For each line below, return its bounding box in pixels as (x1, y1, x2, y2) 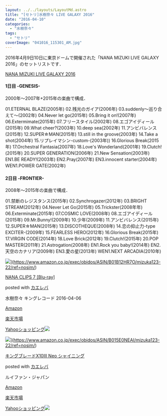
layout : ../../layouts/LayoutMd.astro (5, 7, 87, 13)
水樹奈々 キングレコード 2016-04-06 (5, 295, 81, 301)
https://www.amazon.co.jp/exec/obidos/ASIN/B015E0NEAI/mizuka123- (13, 337, 160, 343)
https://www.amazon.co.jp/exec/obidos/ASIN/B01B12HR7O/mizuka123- (13, 259, 161, 265)
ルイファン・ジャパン (5, 374, 49, 380)
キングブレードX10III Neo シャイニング (5, 353, 85, 359)
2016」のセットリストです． (5, 61, 64, 67)
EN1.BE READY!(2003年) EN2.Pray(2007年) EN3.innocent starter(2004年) (5, 156, 157, 162)
